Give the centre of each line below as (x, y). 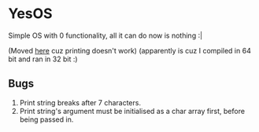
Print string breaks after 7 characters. (80, 102)
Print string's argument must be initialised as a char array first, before (132, 111)
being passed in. (46, 119)
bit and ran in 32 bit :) (43, 59)
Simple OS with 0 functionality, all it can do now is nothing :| (105, 35)
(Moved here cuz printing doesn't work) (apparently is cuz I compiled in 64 (130, 50)
